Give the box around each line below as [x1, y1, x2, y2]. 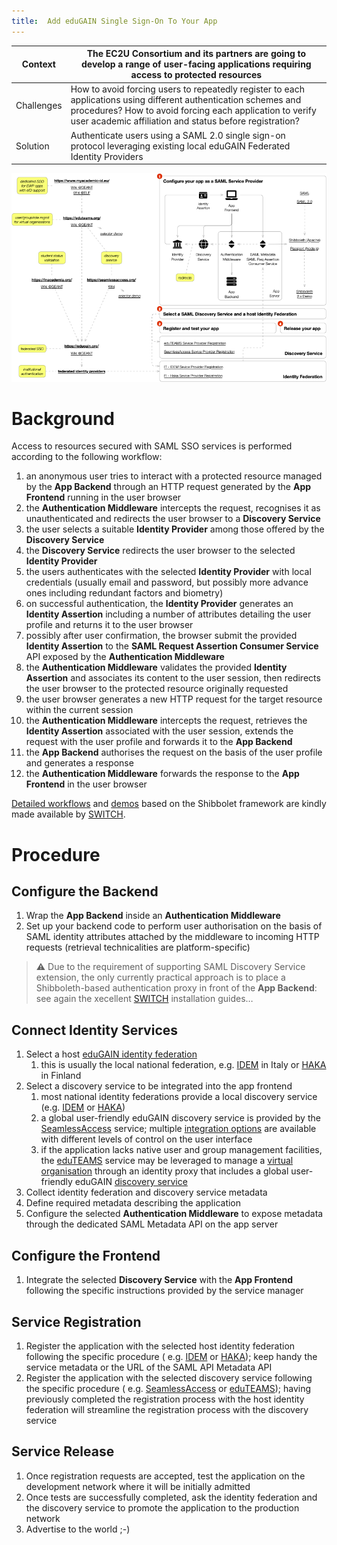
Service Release [11, 1443, 115, 1460]
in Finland [40, 1070, 82, 1082]
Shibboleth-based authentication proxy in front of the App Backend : [35, 982, 318, 994]
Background [11, 407, 115, 430]
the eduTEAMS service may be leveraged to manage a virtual [40, 1155, 294, 1167]
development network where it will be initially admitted [25, 1480, 251, 1492]
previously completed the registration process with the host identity [25, 1393, 305, 1405]
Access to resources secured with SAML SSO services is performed [11, 440, 293, 452]
